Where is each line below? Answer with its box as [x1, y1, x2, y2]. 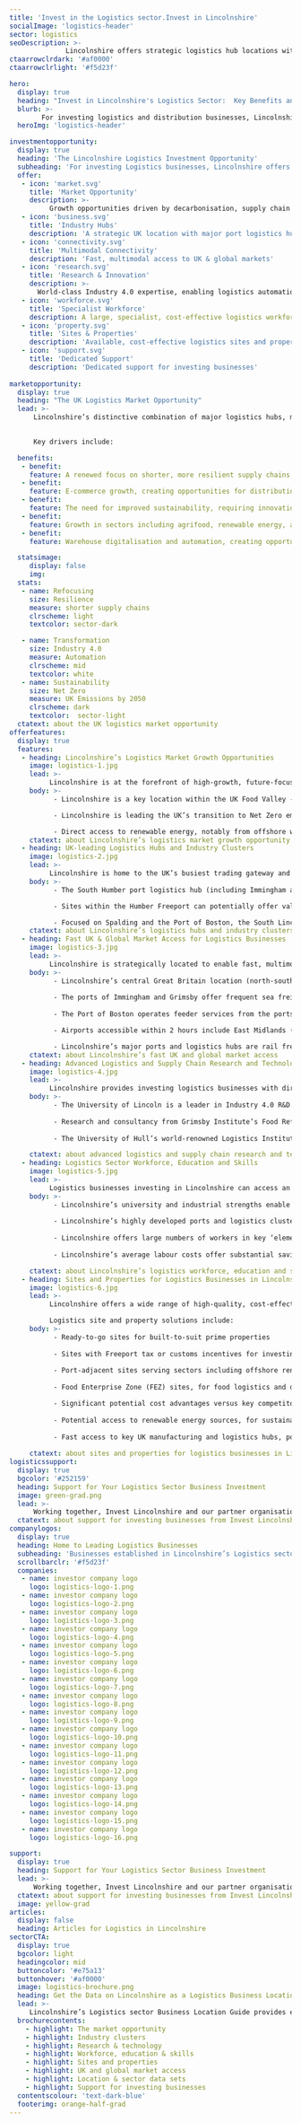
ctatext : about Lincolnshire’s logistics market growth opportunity [29, 836, 291, 845]
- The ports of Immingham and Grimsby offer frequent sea [53, 993, 275, 1002]
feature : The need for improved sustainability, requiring [29, 504, 254, 513]
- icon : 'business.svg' [21, 213, 110, 222]
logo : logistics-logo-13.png [29, 1783, 139, 1792]
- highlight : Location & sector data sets [25, 2075, 186, 2084]
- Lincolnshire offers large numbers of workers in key [53, 1233, 267, 1243]
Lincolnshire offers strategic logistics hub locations [65, 47, 279, 56]
